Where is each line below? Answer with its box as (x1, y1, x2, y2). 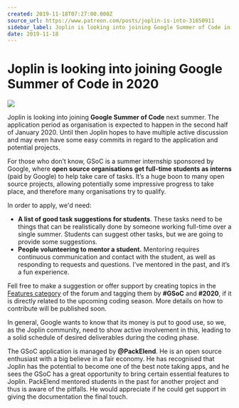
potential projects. (7, 143, 60, 152)
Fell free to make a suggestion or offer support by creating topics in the (7, 282, 217, 291)
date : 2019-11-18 (7, 30, 59, 38)
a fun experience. (17, 268, 70, 276)
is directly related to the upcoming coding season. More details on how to (7, 297, 223, 305)
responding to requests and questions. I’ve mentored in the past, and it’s (17, 261, 230, 269)
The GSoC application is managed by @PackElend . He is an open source (7, 347, 222, 356)
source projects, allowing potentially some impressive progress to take (7, 179, 215, 189)
